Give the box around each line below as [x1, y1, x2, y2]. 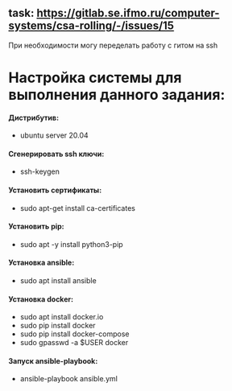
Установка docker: [8, 294, 74, 304]
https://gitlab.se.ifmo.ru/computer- [35, 6, 220, 20]
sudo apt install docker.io [19, 312, 104, 322]
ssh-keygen [19, 167, 60, 176]
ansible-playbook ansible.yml [19, 374, 118, 384]
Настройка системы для [8, 68, 182, 87]
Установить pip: [8, 221, 64, 232]
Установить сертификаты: [8, 185, 102, 195]
